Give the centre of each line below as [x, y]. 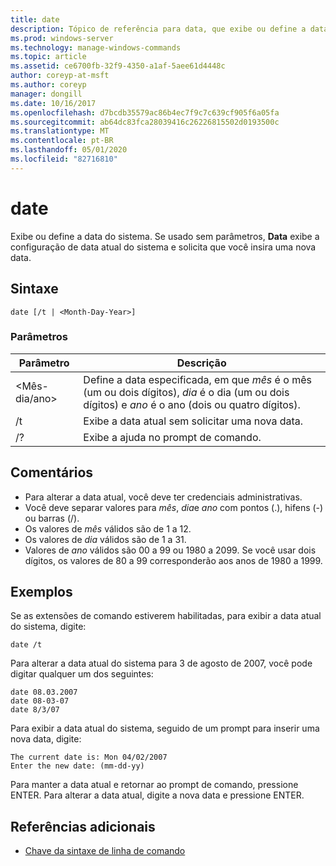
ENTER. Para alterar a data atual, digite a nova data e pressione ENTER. [157, 795]
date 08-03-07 [40, 701]
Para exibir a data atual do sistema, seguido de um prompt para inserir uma [165, 728]
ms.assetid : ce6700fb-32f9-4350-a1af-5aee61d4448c [118, 66]
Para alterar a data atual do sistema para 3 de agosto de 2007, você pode [161, 663]
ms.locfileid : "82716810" [64, 159]
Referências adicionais [83, 826]
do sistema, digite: [48, 627]
